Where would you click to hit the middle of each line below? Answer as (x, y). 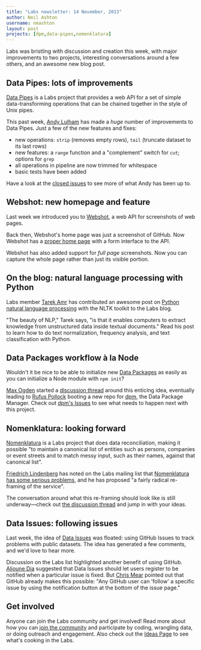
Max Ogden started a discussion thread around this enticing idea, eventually (100, 390)
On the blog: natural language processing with (94, 278)
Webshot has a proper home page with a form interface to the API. (88, 241)
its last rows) (31, 146)
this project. (21, 410)
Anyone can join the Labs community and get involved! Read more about (96, 621)
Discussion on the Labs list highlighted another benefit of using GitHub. (94, 562)
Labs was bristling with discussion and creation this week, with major (92, 51)
